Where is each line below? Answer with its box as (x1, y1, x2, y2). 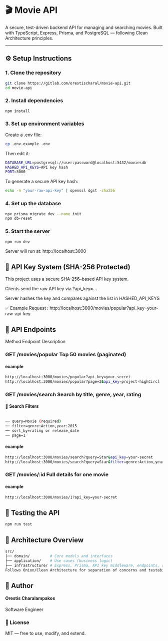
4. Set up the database (5, 200, 61, 207)
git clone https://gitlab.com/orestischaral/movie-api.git (5, 81, 131, 86)
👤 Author (5, 581, 33, 590)
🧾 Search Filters (5, 403, 39, 409)
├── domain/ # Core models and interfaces (5, 553, 113, 558)
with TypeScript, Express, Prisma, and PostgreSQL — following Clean (5, 30, 148, 36)
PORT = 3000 (5, 169, 26, 175)
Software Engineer (5, 606, 43, 612)
